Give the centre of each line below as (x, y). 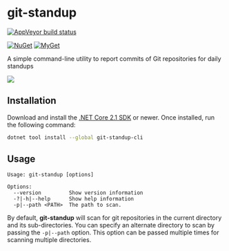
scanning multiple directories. (49, 240)
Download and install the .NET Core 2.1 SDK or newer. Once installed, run (111, 117)
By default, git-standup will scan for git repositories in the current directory (114, 218)
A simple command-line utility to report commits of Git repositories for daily (114, 58)
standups (20, 66)
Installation (32, 101)
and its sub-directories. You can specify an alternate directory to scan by (111, 225)
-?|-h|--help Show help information (74, 199)
